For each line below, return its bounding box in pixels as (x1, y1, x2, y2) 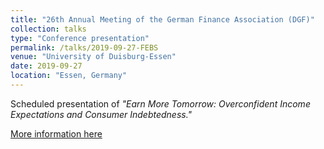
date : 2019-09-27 (10, 61, 83, 71)
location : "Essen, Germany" (10, 71, 128, 81)
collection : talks (10, 24, 87, 34)
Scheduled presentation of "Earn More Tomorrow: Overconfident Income (10, 97, 311, 110)
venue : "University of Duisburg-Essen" (10, 52, 177, 62)
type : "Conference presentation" (10, 33, 150, 43)
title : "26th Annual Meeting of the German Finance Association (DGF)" (10, 14, 315, 25)
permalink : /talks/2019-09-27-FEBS (10, 42, 159, 53)
